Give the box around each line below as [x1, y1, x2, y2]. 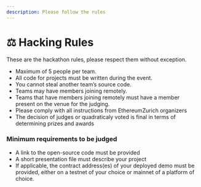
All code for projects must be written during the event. [15, 74, 152, 82]
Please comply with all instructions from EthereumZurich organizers [15, 107, 187, 114]
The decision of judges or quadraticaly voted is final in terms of [15, 113, 176, 120]
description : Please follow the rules [6, 9, 106, 15]
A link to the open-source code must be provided [15, 148, 140, 156]
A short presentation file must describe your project [15, 155, 146, 162]
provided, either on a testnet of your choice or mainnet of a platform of [15, 168, 195, 175]
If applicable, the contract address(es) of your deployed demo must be [15, 162, 195, 169]
